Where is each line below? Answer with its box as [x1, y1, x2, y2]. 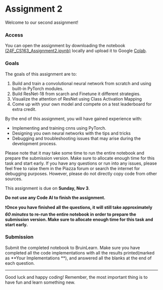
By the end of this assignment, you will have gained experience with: [5, 116, 142, 121]
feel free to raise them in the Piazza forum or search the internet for [5, 165, 140, 171]
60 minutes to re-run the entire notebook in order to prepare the [5, 211, 137, 217]
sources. [5, 176, 23, 182]
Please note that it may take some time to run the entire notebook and [5, 150, 145, 156]
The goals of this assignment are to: [5, 71, 77, 77]
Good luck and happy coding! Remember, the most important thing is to [5, 274, 148, 280]
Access [5, 32, 23, 38]
